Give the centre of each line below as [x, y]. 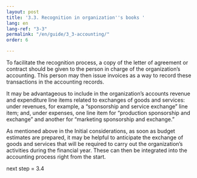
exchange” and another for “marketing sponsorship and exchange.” [90, 119]
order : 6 [17, 40]
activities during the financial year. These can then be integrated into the [97, 150]
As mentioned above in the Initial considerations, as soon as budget [91, 131]
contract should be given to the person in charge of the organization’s [93, 69]
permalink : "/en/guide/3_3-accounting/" [58, 35]
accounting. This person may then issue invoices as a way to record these [99, 75]
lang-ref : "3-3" [27, 29]
